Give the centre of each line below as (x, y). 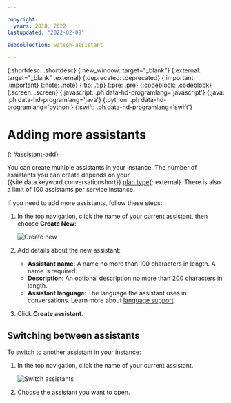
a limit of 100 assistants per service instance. (71, 190)
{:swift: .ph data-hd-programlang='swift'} (134, 107)
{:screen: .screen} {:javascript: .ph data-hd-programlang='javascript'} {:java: (116, 92)
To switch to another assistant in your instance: (74, 352)
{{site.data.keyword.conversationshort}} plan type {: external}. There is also (114, 182)
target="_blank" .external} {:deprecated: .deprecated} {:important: (101, 78)
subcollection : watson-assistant (55, 45)
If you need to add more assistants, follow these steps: (85, 203)
